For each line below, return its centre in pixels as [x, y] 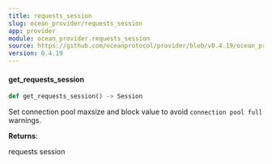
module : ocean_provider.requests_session [79, 38]
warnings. [25, 120]
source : [21, 46]
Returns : [23, 136]
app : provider [32, 31]
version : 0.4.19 [36, 53]
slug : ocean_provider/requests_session [76, 23]
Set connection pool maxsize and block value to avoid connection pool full [136, 112]
